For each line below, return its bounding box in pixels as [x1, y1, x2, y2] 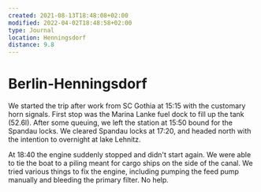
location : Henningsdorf [8, 33, 87, 42]
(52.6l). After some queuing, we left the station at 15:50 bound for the [8, 118, 233, 127]
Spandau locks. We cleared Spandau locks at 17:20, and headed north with [8, 126, 252, 136]
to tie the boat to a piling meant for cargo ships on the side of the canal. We [8, 159, 254, 168]
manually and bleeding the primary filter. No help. [8, 175, 170, 185]
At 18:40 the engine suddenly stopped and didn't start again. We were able [8, 150, 252, 160]
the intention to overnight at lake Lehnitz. [8, 135, 141, 145]
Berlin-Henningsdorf [8, 75, 147, 93]
